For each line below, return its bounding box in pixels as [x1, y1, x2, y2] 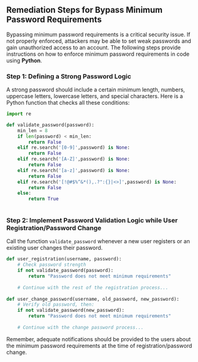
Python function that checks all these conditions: [6, 99, 130, 107]
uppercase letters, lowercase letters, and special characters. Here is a [6, 92, 183, 100]
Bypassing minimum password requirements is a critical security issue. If [6, 31, 191, 38]
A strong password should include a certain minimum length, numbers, [6, 86, 185, 94]
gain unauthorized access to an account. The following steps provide [6, 43, 181, 51]
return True [28, 196, 59, 202]
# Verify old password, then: [17, 301, 95, 308]
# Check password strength [17, 262, 86, 268]
